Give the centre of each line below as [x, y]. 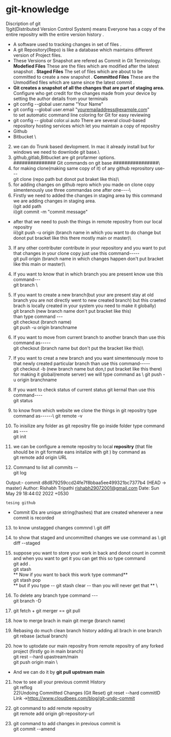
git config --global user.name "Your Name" [58, 104]
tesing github [21, 503]
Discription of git [23, 24]
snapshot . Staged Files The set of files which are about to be [78, 71]
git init [20, 436]
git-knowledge [37, 9]
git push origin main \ [35, 662]
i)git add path [27, 206]
